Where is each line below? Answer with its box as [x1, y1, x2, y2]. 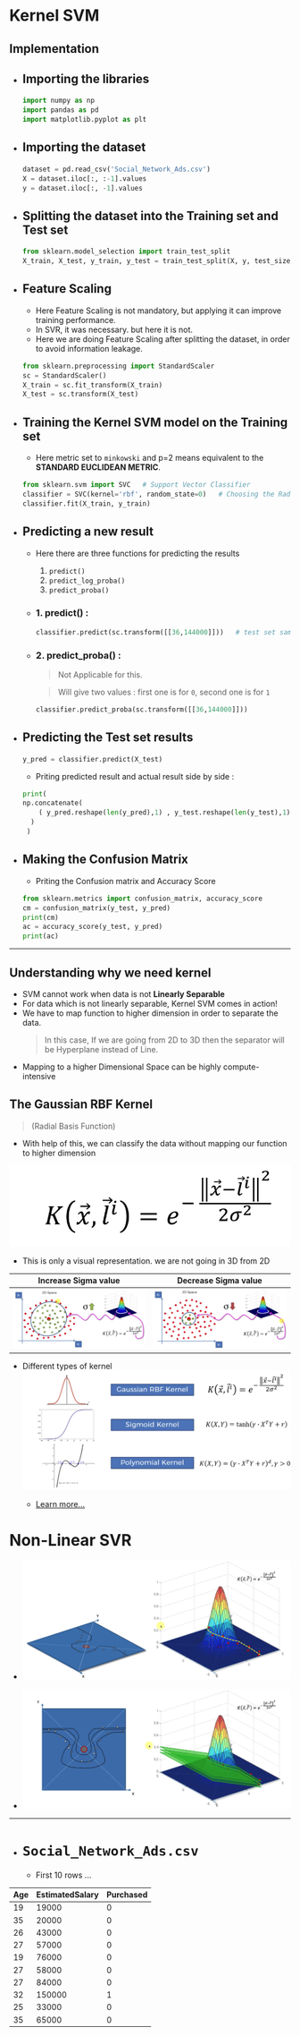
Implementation [9, 41, 100, 56]
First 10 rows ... [35, 1870, 92, 1880]
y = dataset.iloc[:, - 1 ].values [21, 183, 143, 192]
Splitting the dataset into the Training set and [21, 208, 279, 224]
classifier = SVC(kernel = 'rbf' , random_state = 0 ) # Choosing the [21, 490, 275, 499]
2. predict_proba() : [35, 649, 122, 661]
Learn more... [35, 1499, 86, 1510]
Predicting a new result [21, 524, 154, 540]
